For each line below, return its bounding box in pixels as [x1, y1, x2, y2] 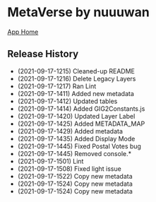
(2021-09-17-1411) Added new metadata [17, 89, 134, 97]
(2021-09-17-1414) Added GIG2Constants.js [17, 104, 145, 113]
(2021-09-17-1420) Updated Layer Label [17, 112, 136, 120]
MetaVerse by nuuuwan [7, 4, 150, 20]
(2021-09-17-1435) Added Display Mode [17, 134, 136, 143]
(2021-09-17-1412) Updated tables [17, 97, 118, 105]
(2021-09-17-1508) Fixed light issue [17, 164, 121, 173]
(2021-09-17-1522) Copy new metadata [17, 172, 133, 180]
